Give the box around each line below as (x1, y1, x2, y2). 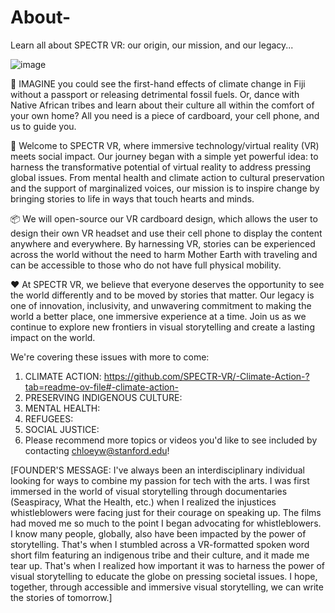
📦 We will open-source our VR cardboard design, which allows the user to (10, 212, 318, 225)
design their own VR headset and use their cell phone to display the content (10, 227, 323, 239)
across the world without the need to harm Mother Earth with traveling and (10, 248, 318, 260)
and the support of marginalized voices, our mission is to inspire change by (10, 182, 320, 194)
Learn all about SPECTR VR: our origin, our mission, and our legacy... (10, 39, 294, 51)
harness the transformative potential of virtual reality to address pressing (10, 161, 312, 173)
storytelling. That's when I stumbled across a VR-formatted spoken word (10, 538, 310, 550)
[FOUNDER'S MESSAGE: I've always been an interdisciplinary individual (10, 464, 305, 476)
